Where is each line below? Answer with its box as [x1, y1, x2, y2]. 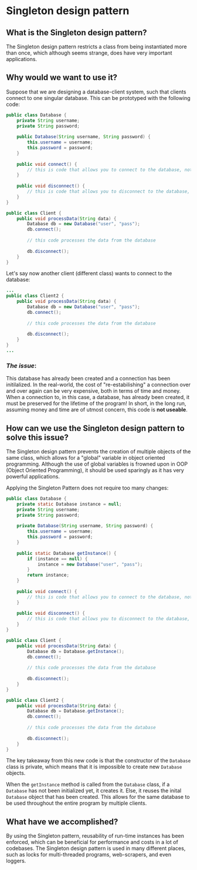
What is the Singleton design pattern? [6, 28, 147, 38]
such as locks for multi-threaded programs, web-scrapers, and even [6, 851, 172, 858]
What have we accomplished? [6, 817, 118, 826]
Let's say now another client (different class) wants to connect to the [6, 270, 172, 277]
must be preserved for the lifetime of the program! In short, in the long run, [6, 400, 186, 407]
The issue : [6, 362, 37, 370]
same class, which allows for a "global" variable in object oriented [6, 454, 165, 461]
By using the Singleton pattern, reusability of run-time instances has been [6, 832, 185, 839]
